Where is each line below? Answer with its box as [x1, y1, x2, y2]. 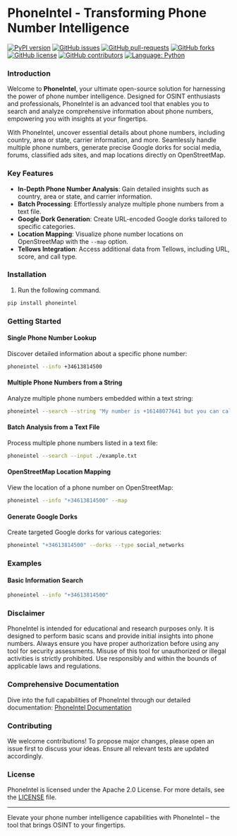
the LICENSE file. [7, 793, 57, 801]
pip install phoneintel [7, 299, 78, 307]
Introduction [7, 69, 51, 78]
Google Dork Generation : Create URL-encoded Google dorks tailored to [17, 214, 227, 223]
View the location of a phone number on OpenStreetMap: [7, 483, 174, 492]
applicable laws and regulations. [7, 662, 101, 671]
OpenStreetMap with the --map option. [17, 237, 129, 245]
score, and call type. [17, 252, 78, 261]
